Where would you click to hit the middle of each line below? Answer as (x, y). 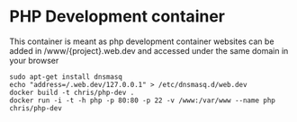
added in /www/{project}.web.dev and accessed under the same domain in (149, 50)
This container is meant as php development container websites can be (142, 41)
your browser (34, 60)
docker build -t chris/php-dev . (72, 92)
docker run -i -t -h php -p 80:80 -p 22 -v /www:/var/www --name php (143, 100)
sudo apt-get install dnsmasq (66, 77)
